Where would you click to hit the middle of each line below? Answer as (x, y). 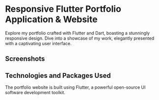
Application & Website (51, 19)
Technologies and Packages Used (58, 75)
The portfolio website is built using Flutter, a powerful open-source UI (75, 87)
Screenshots (25, 59)
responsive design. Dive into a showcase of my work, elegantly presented (80, 38)
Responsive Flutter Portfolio (63, 9)
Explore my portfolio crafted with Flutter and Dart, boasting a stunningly (78, 33)
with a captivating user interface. (39, 43)
